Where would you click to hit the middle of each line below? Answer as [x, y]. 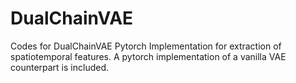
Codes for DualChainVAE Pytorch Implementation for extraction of [146, 46]
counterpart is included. [60, 67]
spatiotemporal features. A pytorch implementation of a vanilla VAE [148, 56]
